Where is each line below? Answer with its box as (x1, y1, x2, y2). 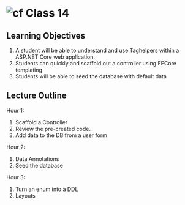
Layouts (15, 192, 36, 199)
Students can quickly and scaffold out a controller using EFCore (15, 60, 176, 67)
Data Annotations (15, 155, 59, 162)
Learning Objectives (6, 31, 86, 41)
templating (15, 66, 43, 73)
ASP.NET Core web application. (15, 53, 95, 61)
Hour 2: (6, 143, 26, 151)
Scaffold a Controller (15, 118, 68, 125)
